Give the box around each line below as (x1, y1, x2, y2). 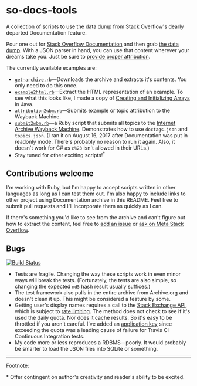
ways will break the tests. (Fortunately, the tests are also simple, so (14, 277, 177, 284)
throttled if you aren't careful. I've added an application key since (14, 320, 172, 327)
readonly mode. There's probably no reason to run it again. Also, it (14, 138, 175, 145)
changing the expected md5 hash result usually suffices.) (14, 283, 151, 290)
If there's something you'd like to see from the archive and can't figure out (6, 214, 186, 221)
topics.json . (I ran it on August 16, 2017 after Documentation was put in (14, 131, 188, 138)
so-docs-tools (6, 4, 77, 17)
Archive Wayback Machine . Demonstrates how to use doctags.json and (14, 126, 188, 133)
